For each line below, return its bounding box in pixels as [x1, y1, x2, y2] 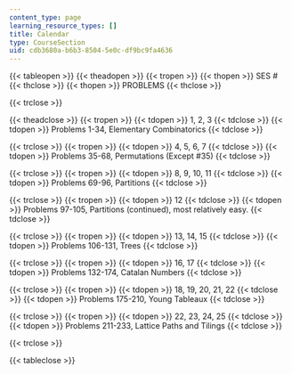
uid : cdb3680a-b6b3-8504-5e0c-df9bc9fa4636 [9, 46, 174, 55]
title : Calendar [9, 29, 69, 38]
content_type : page [9, 12, 82, 22]
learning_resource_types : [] [9, 21, 118, 30]
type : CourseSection [9, 37, 86, 47]
